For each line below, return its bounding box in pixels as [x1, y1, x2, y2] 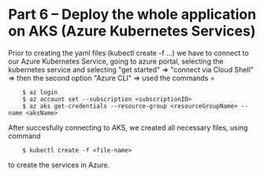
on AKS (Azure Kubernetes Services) [8, 22, 256, 40]
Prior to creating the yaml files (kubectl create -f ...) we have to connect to [8, 48, 250, 57]
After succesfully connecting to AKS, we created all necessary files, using [8, 123, 248, 132]
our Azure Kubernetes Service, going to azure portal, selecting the [8, 57, 224, 66]
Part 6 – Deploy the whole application [8, 5, 257, 24]
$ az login [22, 88, 58, 96]
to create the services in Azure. [8, 159, 110, 170]
